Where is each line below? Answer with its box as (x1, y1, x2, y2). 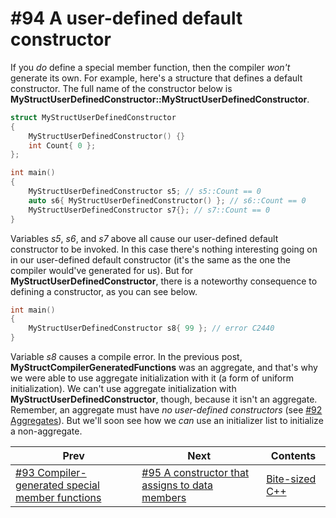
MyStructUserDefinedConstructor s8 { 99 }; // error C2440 (28, 323, 275, 334)
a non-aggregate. (10, 425, 83, 437)
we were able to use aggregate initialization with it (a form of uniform (10, 372, 295, 384)
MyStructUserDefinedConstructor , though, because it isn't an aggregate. (10, 393, 318, 406)
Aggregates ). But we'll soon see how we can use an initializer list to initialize (10, 415, 324, 427)
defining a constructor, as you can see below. (10, 285, 198, 297)
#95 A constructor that (141, 466, 250, 480)
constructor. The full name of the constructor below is (10, 82, 233, 94)
